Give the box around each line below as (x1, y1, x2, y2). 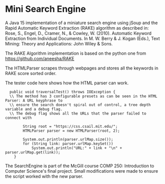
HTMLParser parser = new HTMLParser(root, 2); (23, 128, 120, 133)
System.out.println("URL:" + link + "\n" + (31, 146, 122, 150)
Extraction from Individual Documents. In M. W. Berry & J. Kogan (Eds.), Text (5, 36, 160, 41)
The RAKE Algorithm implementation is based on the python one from (5, 50, 146, 56)
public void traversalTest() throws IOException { (9, 89, 116, 94)
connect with (5, 115, 32, 120)
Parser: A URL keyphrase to (5, 98, 63, 103)
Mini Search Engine (5, 3, 86, 15)
